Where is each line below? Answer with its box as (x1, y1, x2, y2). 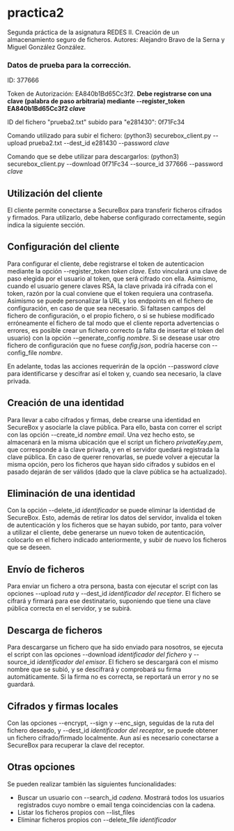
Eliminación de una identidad (7, 488, 136, 500)
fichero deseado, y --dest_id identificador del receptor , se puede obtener (7, 726, 218, 734)
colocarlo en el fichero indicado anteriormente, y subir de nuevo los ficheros (7, 536, 227, 544)
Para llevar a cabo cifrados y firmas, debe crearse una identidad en (7, 415, 201, 424)
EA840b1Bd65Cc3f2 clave (7, 105, 86, 113)
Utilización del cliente (7, 187, 103, 200)
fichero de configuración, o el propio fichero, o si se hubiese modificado (7, 311, 214, 320)
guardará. (7, 680, 36, 689)
